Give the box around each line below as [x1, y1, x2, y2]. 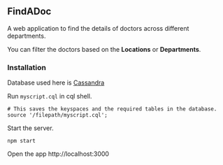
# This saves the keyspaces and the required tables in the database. [7, 106, 217, 113]
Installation [7, 62, 47, 72]
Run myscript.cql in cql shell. [7, 92, 92, 101]
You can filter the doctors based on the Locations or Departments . [7, 45, 201, 53]
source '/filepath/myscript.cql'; [7, 112, 108, 119]
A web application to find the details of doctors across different [7, 24, 189, 32]
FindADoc [7, 6, 52, 17]
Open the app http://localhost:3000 [7, 150, 110, 158]
